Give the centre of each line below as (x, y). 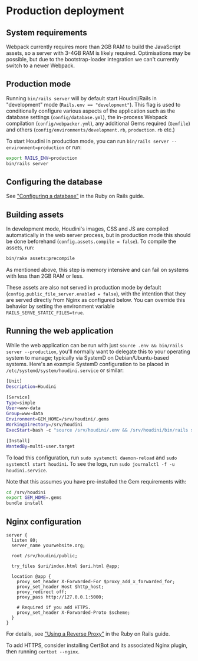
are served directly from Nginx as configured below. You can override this (96, 300)
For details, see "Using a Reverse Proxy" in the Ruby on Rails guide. (88, 634)
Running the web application (60, 331)
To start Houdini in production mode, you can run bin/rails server (88, 141)
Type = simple (21, 403)
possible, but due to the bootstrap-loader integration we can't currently (93, 59)
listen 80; (25, 540)
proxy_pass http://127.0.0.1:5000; (60, 597)
